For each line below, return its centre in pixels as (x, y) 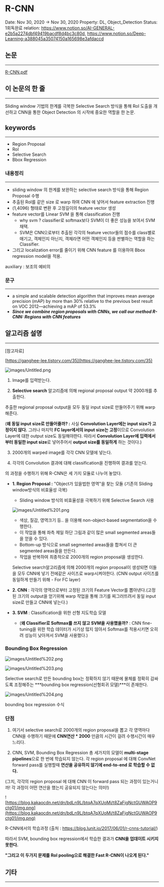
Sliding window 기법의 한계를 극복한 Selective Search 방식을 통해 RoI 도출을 (79, 106)
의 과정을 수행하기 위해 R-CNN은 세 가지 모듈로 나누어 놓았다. (63, 473)
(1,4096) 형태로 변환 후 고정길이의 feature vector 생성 (64, 208)
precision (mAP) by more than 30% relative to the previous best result (82, 301)
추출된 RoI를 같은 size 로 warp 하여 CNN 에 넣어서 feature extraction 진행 (83, 202)
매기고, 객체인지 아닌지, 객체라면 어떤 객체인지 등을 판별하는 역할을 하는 (87, 239)
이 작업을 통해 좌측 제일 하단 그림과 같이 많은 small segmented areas (86, 532)
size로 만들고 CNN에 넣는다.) (40, 602)
